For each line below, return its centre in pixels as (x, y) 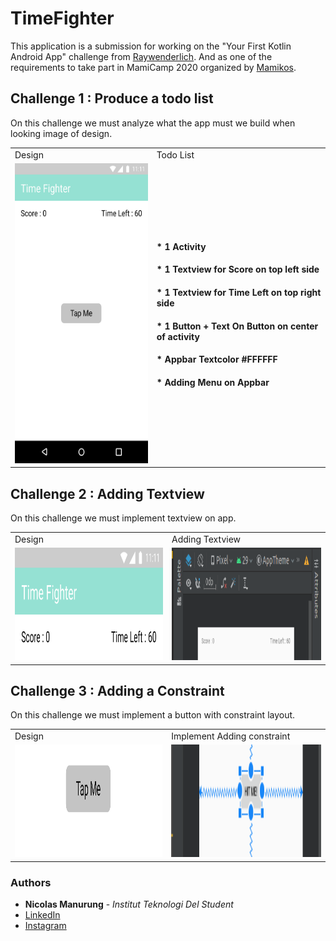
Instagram (45, 926)
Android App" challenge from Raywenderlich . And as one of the (141, 56)
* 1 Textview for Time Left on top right (239, 292)
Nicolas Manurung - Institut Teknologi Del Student (129, 904)
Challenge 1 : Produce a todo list (112, 98)
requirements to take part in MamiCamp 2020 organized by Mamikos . (153, 67)
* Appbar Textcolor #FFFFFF (217, 359)
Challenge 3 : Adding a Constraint (117, 690)
